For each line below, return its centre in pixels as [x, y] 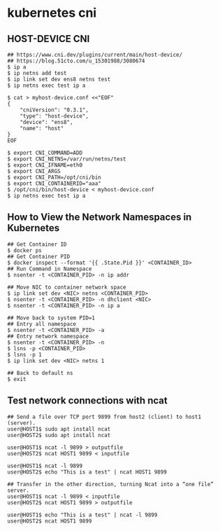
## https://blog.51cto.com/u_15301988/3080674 [76, 61]
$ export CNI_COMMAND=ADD [45, 153]
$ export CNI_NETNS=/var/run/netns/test [67, 159]
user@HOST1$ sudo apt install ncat [59, 429]
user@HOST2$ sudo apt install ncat [59, 435]
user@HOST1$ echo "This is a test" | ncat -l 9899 [82, 515]
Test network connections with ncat [87, 401]
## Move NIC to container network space [67, 287]
